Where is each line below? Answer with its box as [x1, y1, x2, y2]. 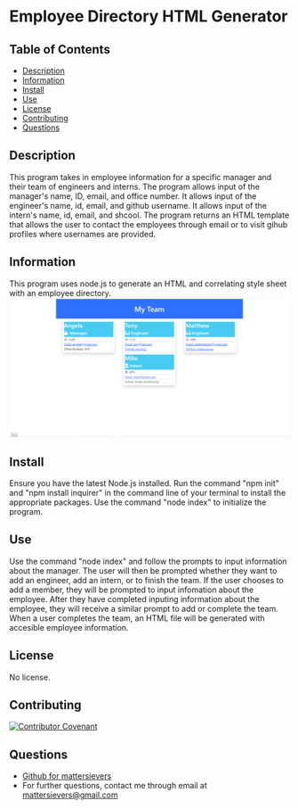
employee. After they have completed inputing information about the [9, 593, 260, 604]
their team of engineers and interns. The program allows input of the [9, 181, 261, 192]
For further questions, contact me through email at [21, 780, 207, 791]
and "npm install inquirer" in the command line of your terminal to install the [9, 487, 286, 498]
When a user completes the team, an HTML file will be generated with [9, 613, 265, 623]
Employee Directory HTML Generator [9, 6, 288, 27]
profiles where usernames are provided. [9, 228, 157, 239]
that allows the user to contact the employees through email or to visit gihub [9, 219, 288, 229]
